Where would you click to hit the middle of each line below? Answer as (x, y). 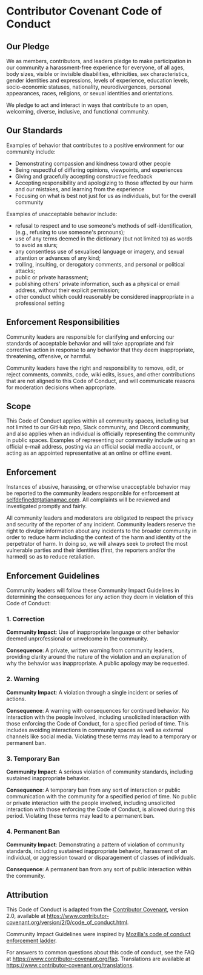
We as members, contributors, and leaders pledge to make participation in (99, 61)
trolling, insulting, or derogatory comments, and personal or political (100, 264)
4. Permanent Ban (33, 831)
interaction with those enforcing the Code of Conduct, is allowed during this (101, 809)
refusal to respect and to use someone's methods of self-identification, (104, 225)
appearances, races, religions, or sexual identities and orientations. (90, 93)
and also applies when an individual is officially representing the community (101, 434)
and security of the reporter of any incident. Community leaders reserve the (101, 525)
